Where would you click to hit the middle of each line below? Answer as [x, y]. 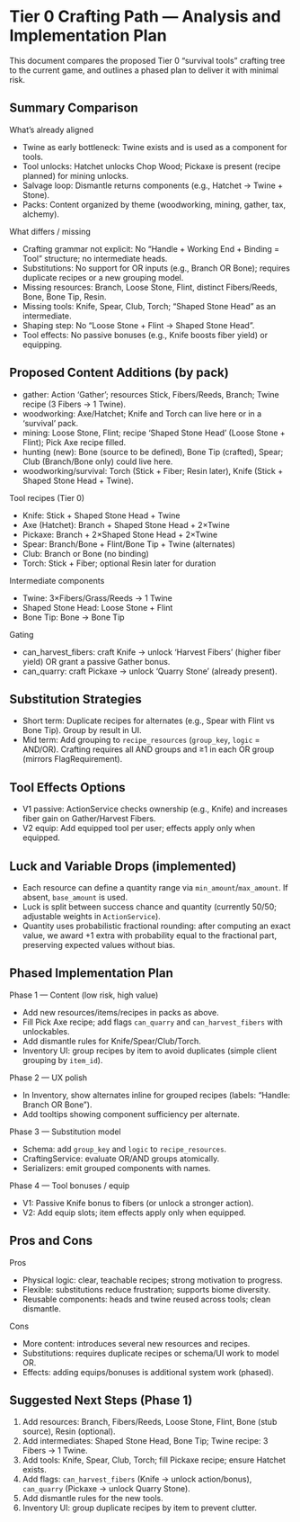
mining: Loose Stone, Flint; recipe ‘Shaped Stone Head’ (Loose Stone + [154, 433]
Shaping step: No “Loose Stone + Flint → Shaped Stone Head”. [138, 325]
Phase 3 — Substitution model [65, 1132]
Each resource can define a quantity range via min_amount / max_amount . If [155, 887]
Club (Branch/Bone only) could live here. [97, 461]
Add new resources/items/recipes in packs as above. [121, 1012]
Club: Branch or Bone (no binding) [86, 553]
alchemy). [41, 214]
